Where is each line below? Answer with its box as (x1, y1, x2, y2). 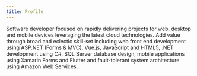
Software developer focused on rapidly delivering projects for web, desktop (6, 25, 191, 32)
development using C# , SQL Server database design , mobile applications (6, 50, 185, 57)
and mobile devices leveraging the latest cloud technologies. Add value (6, 31, 181, 39)
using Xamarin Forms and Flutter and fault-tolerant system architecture (6, 56, 180, 64)
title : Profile (6, 8, 44, 15)
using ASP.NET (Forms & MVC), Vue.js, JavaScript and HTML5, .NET (6, 44, 174, 51)
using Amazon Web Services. (6, 63, 78, 70)
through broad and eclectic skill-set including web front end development (6, 37, 186, 45)
